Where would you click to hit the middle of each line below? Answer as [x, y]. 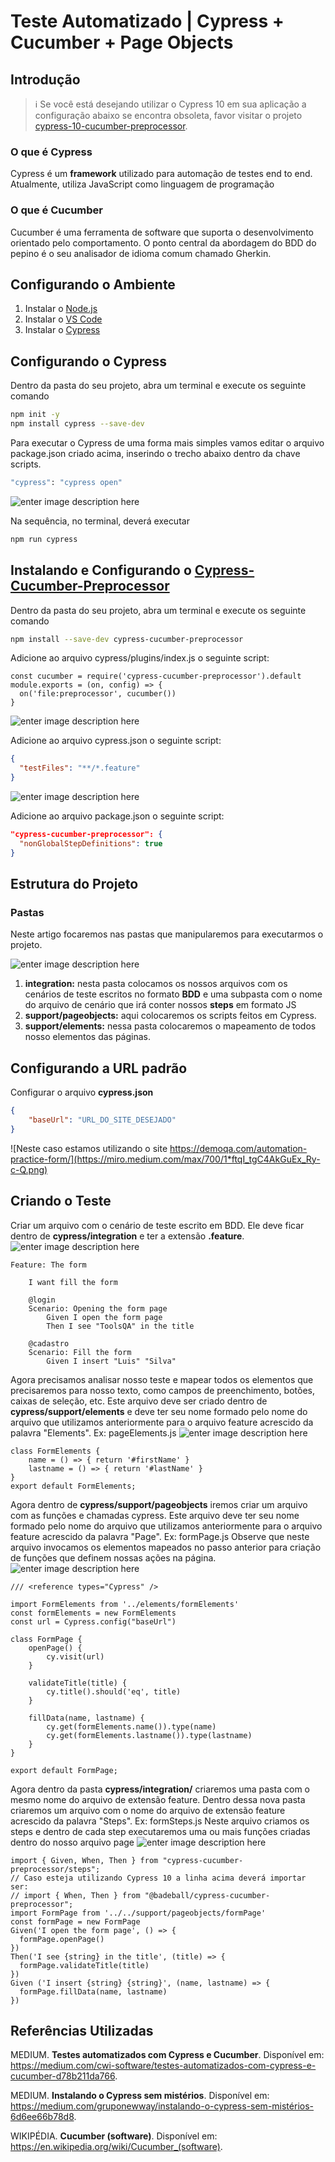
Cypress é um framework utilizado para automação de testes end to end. [161, 174]
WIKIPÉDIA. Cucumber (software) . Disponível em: [114, 2136]
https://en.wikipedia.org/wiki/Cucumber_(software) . [116, 2147]
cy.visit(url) [75, 1656]
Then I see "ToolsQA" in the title [120, 1326]
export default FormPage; [64, 1770]
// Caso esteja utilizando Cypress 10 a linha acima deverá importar [158, 1878]
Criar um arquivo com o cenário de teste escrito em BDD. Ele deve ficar [157, 1225]
